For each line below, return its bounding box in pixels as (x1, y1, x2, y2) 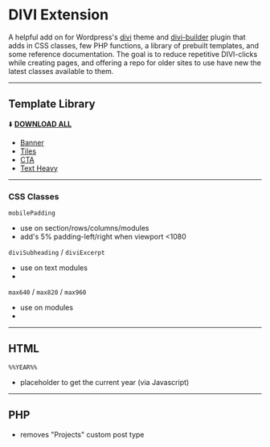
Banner (19, 137, 44, 147)
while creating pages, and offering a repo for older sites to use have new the (8, 58, 261, 68)
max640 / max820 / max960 (8, 287, 87, 297)
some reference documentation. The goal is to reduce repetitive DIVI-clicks (8, 49, 258, 59)
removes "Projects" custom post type (19, 429, 145, 439)
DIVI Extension (8, 6, 109, 24)
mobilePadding (8, 209, 56, 218)
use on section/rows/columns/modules (19, 223, 149, 233)
